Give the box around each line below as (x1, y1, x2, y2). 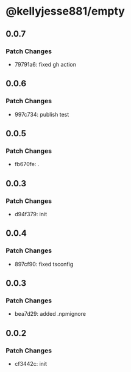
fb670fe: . (14, 161, 40, 168)
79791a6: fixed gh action (14, 60, 77, 68)
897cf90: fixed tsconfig (14, 260, 74, 268)
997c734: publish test (14, 111, 69, 118)
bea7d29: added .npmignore (14, 310, 87, 318)
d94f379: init (14, 210, 47, 217)
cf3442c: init (14, 360, 47, 367)
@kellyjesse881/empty (5, 4, 126, 18)
